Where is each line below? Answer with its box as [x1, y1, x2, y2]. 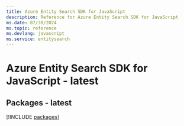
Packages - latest [6, 98, 72, 108]
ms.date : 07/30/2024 [6, 20, 57, 25]
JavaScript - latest [6, 75, 99, 88]
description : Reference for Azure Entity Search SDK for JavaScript [6, 14, 179, 20]
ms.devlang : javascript [6, 31, 65, 37]
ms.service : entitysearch [6, 36, 70, 42]
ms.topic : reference [6, 25, 57, 31]
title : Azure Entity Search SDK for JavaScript [6, 8, 126, 15]
